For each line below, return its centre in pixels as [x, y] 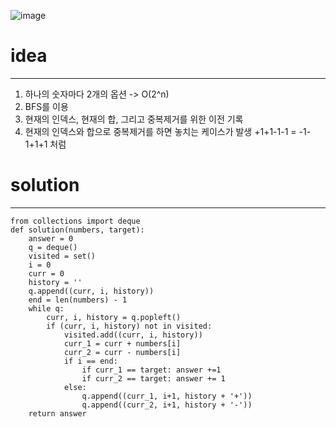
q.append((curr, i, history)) [91, 291]
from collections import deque [75, 221]
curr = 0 [46, 273]
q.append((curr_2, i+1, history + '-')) [167, 405]
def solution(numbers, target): [77, 230]
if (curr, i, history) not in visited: [129, 326]
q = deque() [53, 247]
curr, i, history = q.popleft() [114, 317]
